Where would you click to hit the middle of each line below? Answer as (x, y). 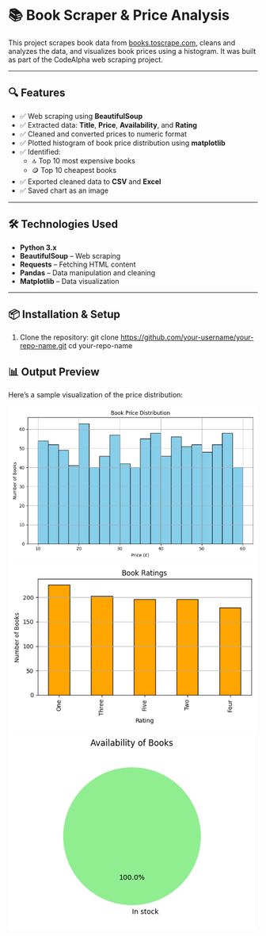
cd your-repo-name (101, 346)
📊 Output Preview (54, 372)
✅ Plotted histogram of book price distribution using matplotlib (122, 143)
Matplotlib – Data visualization (69, 281)
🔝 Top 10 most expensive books (84, 160)
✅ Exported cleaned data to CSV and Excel (90, 181)
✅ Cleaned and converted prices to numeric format (103, 134)
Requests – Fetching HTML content (78, 264)
